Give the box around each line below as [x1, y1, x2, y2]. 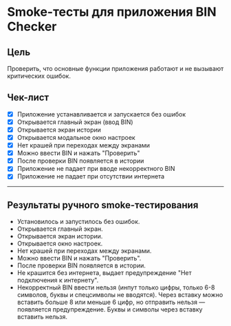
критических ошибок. [7, 72, 71, 80]
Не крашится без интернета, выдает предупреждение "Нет [16, 269, 192, 277]
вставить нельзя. [16, 313, 67, 321]
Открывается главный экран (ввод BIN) [16, 118, 133, 126]
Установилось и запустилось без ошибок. [16, 218, 140, 226]
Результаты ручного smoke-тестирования [7, 199, 199, 211]
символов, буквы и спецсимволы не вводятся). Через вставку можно [16, 291, 223, 299]
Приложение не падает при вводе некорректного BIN [16, 165, 175, 173]
